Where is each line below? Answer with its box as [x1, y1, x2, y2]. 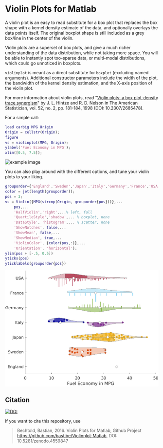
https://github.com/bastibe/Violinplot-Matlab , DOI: [17, 433, 118, 439]
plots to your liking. [5, 174, 44, 180]
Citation [5, 396, 30, 404]
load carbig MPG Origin [5, 125, 54, 129]
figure [5, 135, 18, 140]
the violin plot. [5, 85, 34, 91]
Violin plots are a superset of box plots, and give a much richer [5, 44, 131, 50]
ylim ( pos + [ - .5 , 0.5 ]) [5, 251, 54, 256]
